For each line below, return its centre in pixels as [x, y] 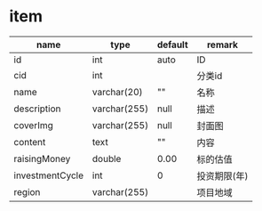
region [27, 191]
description [37, 109]
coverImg [33, 125]
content [30, 142]
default [172, 45]
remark [222, 45]
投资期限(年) [222, 175]
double [107, 158]
